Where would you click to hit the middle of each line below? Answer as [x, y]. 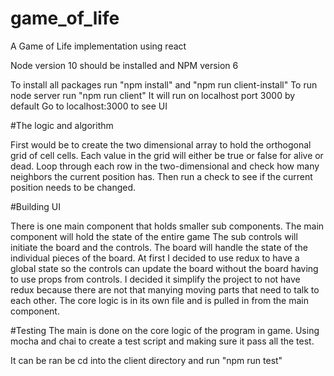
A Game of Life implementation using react [98, 46]
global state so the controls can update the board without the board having [164, 268]
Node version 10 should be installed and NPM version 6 [124, 65]
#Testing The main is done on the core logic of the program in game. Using [165, 330]
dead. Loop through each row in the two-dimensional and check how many [165, 166]
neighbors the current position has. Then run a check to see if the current [161, 176]
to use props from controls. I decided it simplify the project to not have [155, 279]
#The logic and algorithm [62, 125]
